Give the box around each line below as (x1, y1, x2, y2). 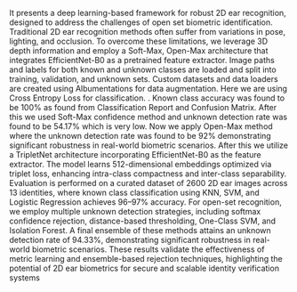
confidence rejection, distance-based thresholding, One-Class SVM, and (9, 215, 277, 226)
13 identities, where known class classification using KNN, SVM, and (9, 187, 260, 198)
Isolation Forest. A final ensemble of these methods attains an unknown (9, 225, 271, 235)
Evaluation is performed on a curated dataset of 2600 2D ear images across (9, 178, 288, 188)
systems (9, 272, 40, 283)
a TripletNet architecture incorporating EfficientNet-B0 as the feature (9, 150, 261, 159)
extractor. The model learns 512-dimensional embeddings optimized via (9, 159, 272, 169)
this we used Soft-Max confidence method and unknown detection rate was (9, 111, 287, 122)
